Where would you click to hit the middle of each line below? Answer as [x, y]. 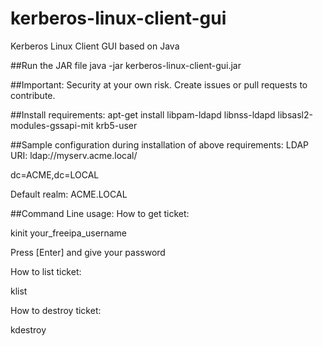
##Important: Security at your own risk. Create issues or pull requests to [159, 84]
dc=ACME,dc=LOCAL [55, 174]
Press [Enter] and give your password [88, 252]
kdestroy [28, 329]
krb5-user [116, 125]
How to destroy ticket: [56, 310]
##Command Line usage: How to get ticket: [100, 213]
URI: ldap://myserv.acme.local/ [74, 155]
